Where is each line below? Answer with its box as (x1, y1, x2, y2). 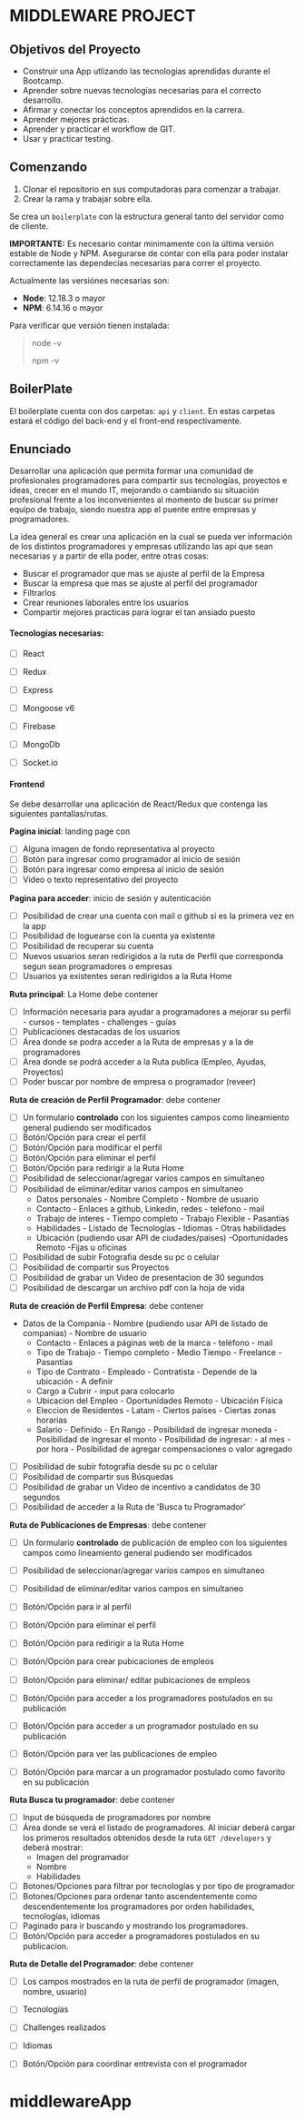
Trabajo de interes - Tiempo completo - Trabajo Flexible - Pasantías (35, 1213, 290, 1223)
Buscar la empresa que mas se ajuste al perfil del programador (22, 578, 259, 589)
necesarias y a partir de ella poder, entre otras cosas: (9, 550, 209, 561)
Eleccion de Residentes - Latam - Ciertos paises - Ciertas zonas (35, 1404, 277, 1415)
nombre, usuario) (22, 1986, 88, 1997)
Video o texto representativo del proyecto (22, 874, 179, 886)
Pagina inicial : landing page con (9, 826, 131, 837)
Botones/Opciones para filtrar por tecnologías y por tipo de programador (22, 1880, 295, 1891)
